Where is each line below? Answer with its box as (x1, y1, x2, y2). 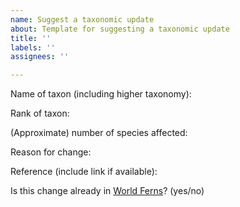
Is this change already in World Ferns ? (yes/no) (10, 185, 205, 197)
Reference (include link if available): (10, 166, 158, 178)
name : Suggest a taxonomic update (10, 14, 155, 25)
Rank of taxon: (10, 107, 70, 120)
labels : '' (10, 42, 56, 53)
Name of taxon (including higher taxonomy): (10, 88, 192, 100)
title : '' (10, 33, 52, 43)
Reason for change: (10, 146, 92, 158)
